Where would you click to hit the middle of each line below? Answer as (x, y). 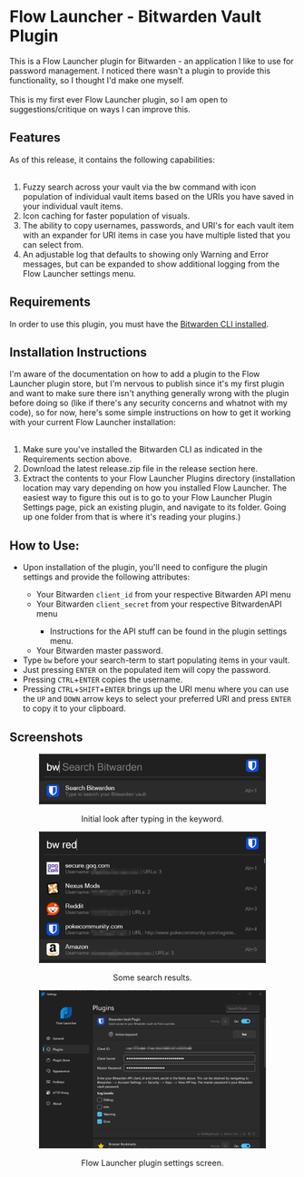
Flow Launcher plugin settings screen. (152, 1163)
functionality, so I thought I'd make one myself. (97, 80)
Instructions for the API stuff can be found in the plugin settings (168, 631)
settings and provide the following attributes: (106, 577)
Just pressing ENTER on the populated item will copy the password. (147, 670)
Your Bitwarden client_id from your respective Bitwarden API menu (164, 595)
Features (35, 138)
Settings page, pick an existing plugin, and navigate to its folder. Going (154, 507)
